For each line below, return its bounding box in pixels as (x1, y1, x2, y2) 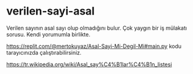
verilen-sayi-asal (6, 4, 95, 18)
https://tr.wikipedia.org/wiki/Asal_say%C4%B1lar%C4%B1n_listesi (6, 61, 172, 68)
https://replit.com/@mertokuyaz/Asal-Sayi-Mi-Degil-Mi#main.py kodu (6, 42, 181, 50)
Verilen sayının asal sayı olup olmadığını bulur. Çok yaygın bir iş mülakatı (6, 24, 188, 32)
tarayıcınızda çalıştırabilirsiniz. (6, 49, 82, 56)
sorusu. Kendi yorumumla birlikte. (6, 30, 91, 38)
